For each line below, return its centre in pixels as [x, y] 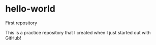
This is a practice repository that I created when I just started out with [78, 32]
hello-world [30, 9]
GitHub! [13, 38]
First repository [21, 23]
